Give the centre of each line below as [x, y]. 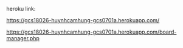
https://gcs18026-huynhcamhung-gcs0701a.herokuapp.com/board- [91, 32]
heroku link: [21, 9]
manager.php [23, 38]
